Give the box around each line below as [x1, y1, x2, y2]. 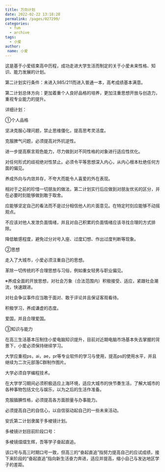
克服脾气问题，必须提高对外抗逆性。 [5, 138, 79, 144]
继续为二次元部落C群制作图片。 [5, 359, 69, 365]
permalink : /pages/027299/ [5, 16, 60, 21]
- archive [9, 30, 29, 35]
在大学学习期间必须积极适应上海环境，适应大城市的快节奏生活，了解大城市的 [5, 380, 160, 386]
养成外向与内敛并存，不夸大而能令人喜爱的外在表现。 [5, 176, 113, 182]
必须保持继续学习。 [26, 342, 65, 348]
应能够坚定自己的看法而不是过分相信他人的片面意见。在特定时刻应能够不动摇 [5, 203, 160, 209]
